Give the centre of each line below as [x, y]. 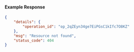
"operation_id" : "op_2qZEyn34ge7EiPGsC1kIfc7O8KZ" [76, 26]
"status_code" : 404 [34, 40]
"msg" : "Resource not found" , [45, 36]
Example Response [25, 7]
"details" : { [27, 22]
